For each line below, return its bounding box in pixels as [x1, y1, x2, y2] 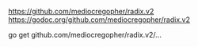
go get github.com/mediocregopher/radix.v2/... [8, 31, 162, 39]
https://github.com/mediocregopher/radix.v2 [8, 7, 154, 16]
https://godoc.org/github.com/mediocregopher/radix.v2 [8, 15, 190, 24]
